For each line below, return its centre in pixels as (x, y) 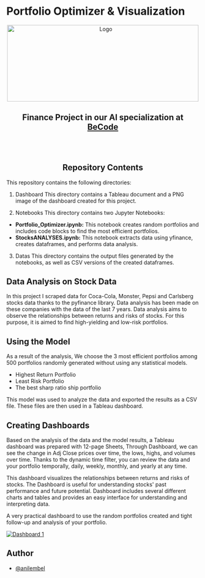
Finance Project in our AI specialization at (103, 118)
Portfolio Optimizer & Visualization (96, 11)
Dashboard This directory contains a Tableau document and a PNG (100, 194)
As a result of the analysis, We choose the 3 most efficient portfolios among (102, 356)
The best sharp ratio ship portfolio (58, 388)
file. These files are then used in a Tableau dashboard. (75, 406)
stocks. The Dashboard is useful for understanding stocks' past (86, 484)
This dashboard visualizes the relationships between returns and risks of (98, 478)
